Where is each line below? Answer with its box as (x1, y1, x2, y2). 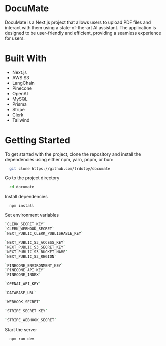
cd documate (9, 184, 35, 189)
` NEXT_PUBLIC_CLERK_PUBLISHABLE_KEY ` (5, 231, 84, 236)
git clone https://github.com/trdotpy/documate (9, 166, 111, 171)
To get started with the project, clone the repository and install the (5, 151, 141, 157)
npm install (9, 203, 35, 208)
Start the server (5, 326, 37, 332)
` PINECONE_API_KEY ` (5, 268, 46, 273)
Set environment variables (5, 212, 59, 218)
